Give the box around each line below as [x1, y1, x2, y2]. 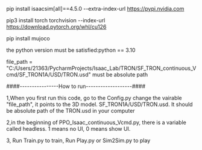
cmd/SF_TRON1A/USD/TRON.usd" [6, 71, 92, 78]
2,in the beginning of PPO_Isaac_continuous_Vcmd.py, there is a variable [6, 119, 187, 126]
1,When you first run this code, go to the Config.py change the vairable [6, 95, 182, 101]
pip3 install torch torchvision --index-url [6, 17, 106, 23]
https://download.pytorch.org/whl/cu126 [6, 23, 107, 30]
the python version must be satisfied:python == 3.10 [6, 46, 136, 54]
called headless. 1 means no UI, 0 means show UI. [6, 125, 131, 132]
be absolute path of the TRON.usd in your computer [6, 107, 135, 114]
